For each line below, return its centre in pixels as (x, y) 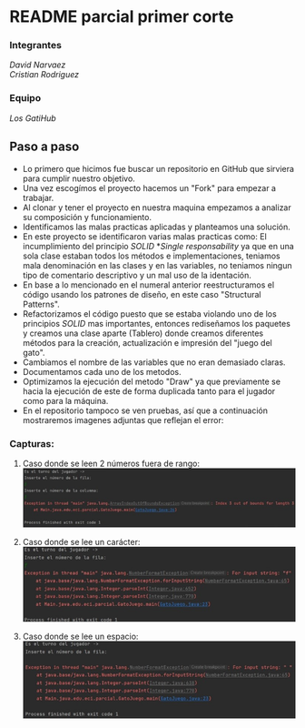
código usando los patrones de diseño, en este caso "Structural (142, 294)
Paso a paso (44, 147)
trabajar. (38, 197)
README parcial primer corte (122, 17)
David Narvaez (38, 65)
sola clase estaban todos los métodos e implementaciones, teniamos (151, 256)
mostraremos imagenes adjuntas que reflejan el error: (123, 420)
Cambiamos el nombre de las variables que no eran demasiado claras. (154, 362)
